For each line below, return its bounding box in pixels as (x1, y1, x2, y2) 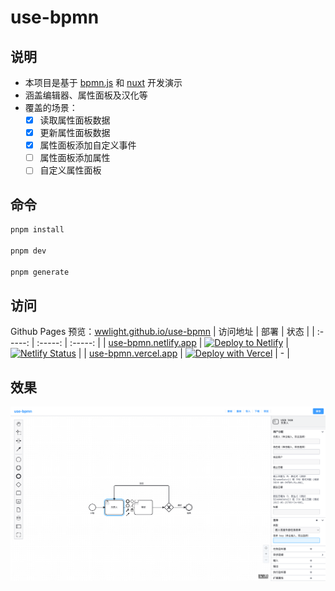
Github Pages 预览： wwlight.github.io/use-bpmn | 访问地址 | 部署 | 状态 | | (10, 326, 315, 338)
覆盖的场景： (24, 102, 78, 113)
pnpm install (10, 225, 65, 235)
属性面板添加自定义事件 (39, 139, 137, 151)
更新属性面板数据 (39, 127, 111, 139)
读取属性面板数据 (39, 114, 111, 126)
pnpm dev (10, 246, 47, 256)
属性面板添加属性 (39, 152, 111, 164)
